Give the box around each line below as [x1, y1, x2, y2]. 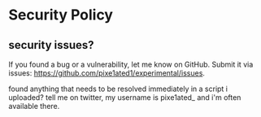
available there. [8, 102, 60, 110]
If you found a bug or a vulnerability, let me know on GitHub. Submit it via [8, 59, 254, 69]
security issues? [8, 38, 95, 52]
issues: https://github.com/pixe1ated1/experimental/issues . [8, 68, 206, 78]
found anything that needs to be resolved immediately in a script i [8, 84, 228, 93]
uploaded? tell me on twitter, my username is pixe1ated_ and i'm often [8, 93, 241, 102]
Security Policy [8, 6, 114, 24]
